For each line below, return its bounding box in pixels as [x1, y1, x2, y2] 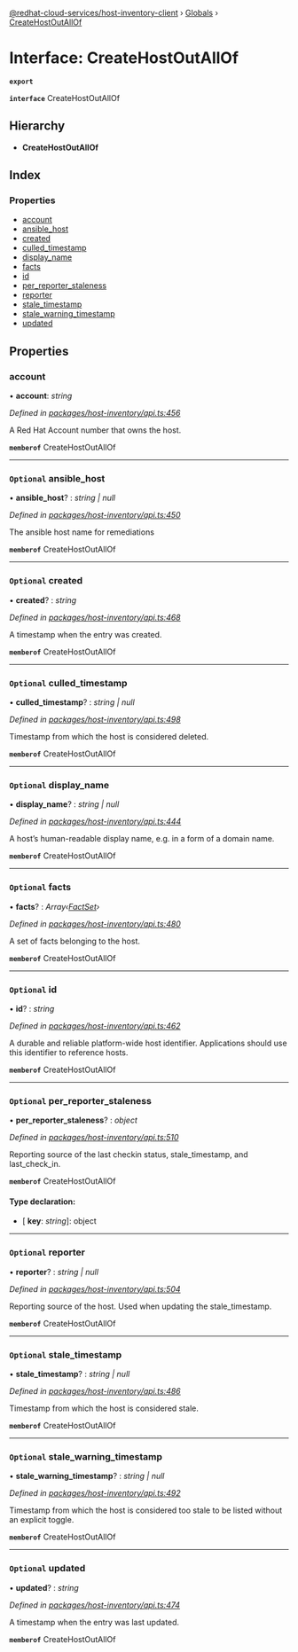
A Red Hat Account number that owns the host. [9, 425, 182, 435]
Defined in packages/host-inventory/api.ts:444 [9, 816, 182, 827]
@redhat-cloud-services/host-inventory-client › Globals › [9, 8, 219, 18]
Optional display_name [9, 779, 109, 791]
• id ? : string [9, 1003, 55, 1014]
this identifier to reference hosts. [9, 1046, 129, 1058]
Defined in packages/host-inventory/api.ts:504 [9, 1283, 181, 1294]
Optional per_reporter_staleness [9, 1094, 153, 1107]
